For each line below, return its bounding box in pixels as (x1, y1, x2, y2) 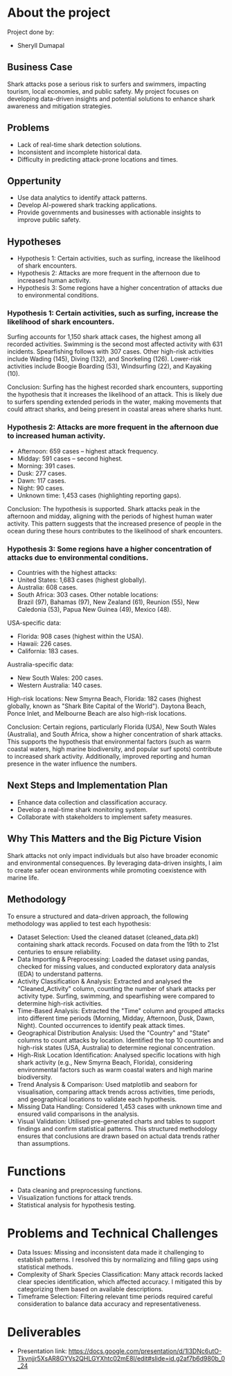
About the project (7, 5, 111, 21)
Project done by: (7, 28, 54, 36)
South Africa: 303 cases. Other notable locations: (17, 591, 159, 599)
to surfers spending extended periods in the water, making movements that (7, 397, 222, 406)
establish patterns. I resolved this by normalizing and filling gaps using (17, 1255, 219, 1264)
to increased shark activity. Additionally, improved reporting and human (7, 752, 211, 761)
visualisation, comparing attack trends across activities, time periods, (17, 1087, 215, 1096)
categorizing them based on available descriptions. (17, 1285, 164, 1293)
